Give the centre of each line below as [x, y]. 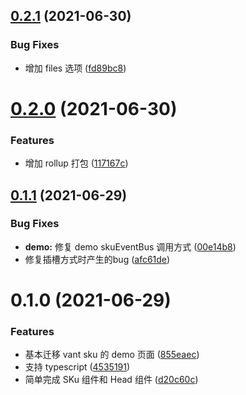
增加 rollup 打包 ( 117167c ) [76, 163]
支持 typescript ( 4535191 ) [77, 367]
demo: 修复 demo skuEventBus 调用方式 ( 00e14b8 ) [130, 246]
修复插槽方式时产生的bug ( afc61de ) [97, 259]
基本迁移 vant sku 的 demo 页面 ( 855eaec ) [112, 355]
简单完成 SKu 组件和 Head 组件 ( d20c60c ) [111, 380]
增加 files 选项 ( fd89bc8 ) [75, 68]
